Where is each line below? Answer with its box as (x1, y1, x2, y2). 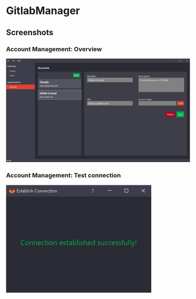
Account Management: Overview (6, 45, 102, 53)
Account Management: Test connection (6, 171, 121, 180)
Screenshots (6, 28, 54, 37)
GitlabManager (6, 4, 80, 18)
